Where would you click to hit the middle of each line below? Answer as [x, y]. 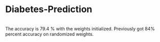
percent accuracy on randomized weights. [50, 34]
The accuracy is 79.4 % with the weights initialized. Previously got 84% [80, 28]
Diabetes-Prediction [49, 9]
